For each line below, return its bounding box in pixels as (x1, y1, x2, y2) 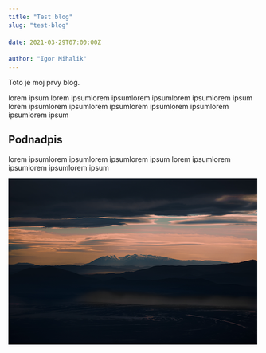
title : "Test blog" (8, 13, 73, 21)
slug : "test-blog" (8, 21, 69, 29)
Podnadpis (8, 133, 63, 147)
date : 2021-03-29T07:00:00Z (8, 38, 102, 46)
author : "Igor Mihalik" (8, 55, 88, 63)
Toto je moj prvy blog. (8, 78, 80, 87)
